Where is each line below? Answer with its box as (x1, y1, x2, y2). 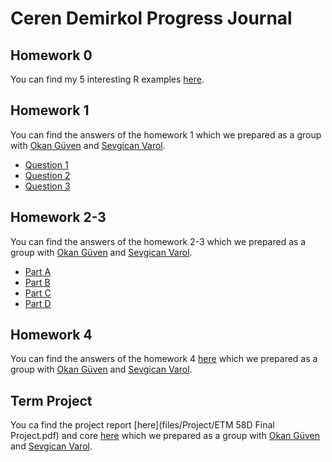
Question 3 (24, 180, 71, 192)
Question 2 (24, 169, 71, 181)
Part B (24, 276, 51, 288)
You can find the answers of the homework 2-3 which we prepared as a (10, 235, 307, 247)
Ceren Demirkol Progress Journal (10, 7, 293, 30)
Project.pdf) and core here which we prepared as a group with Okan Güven (10, 430, 321, 442)
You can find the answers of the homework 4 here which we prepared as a (10, 353, 318, 365)
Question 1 (24, 158, 69, 171)
